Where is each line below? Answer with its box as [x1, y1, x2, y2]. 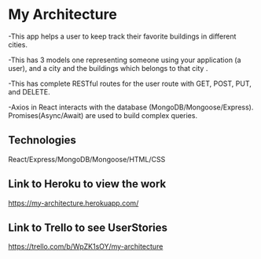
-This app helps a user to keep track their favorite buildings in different [8, 31, 237, 41]
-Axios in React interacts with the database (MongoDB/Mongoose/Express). [8, 102, 254, 112]
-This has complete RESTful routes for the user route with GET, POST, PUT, [8, 79, 252, 88]
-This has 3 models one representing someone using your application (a [8, 55, 241, 65]
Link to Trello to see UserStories [8, 220, 167, 234]
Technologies [8, 134, 77, 147]
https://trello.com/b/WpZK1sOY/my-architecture [8, 242, 164, 251]
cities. [8, 39, 28, 49]
